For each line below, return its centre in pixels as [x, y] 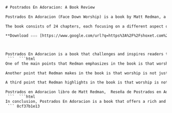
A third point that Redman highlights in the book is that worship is [82, 82]
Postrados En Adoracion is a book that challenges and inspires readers [84, 54]
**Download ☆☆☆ [21, 36]
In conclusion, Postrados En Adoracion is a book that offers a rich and [86, 101]
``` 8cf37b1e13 [24, 106]
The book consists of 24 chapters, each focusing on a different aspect [84, 26]
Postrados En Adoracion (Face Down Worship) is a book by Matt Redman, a [86, 17]
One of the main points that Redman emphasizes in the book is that [80, 64]
